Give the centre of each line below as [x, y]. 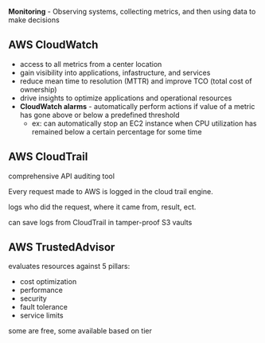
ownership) [38, 89]
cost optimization [48, 282]
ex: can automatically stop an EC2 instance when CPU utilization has [144, 123]
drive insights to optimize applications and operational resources [126, 98]
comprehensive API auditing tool [62, 176]
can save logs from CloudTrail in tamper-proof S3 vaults [100, 222]
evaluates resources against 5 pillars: [69, 267]
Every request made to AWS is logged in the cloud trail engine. [111, 191]
